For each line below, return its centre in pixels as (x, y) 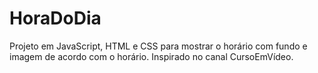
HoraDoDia (55, 18)
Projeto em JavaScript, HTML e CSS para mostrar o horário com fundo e (158, 46)
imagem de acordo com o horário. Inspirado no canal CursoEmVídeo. (151, 56)
